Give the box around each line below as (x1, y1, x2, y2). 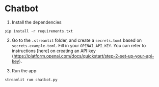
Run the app (11, 67, 37, 74)
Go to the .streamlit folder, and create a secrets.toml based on (11, 37, 142, 43)
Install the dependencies (11, 19, 62, 25)
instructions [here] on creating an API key (11, 48, 96, 54)
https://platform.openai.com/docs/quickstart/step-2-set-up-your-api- (13, 53, 154, 59)
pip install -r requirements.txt (4, 29, 73, 33)
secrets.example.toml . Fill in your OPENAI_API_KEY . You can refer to (11, 42, 146, 48)
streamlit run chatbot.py (4, 77, 57, 82)
